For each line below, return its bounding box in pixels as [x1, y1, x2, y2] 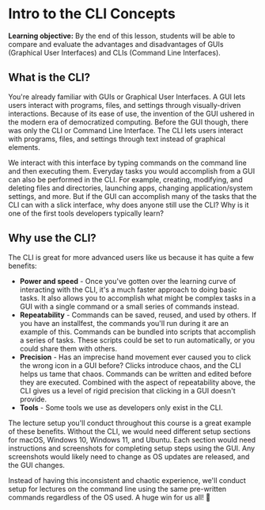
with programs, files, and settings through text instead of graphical [8, 134, 225, 144]
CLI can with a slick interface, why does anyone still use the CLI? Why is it [8, 200, 249, 209]
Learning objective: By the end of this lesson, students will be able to [8, 31, 236, 40]
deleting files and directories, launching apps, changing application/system [8, 183, 253, 193]
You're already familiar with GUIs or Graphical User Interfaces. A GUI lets [8, 92, 246, 102]
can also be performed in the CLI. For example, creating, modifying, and [8, 174, 243, 184]
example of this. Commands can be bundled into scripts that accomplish [19, 327, 256, 336]
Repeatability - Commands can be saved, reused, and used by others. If [19, 310, 257, 320]
